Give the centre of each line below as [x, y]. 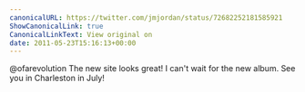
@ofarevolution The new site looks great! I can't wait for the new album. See [152, 69]
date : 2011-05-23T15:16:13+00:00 [73, 43]
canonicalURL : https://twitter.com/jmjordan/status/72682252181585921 [146, 18]
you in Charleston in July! [57, 78]
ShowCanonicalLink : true [56, 26]
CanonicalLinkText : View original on [81, 34]
